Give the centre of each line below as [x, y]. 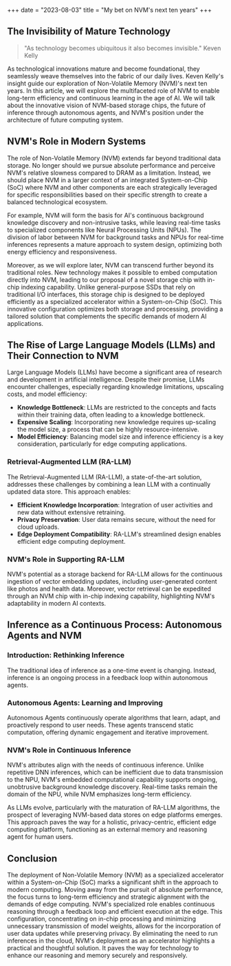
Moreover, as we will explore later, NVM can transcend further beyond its [111, 265]
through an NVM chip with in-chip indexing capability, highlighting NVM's [111, 596]
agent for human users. [40, 837]
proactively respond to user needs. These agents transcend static [100, 725]
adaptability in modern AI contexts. [57, 604]
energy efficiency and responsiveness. [62, 252]
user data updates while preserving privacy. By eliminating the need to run [112, 934]
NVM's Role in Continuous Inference [69, 750]
